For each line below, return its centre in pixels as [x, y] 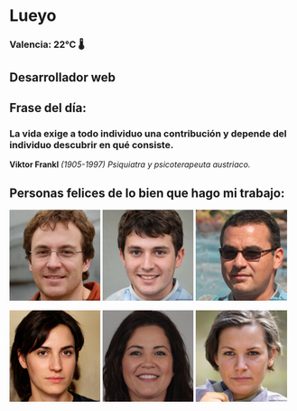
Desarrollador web [62, 77]
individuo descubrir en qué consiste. [92, 145]
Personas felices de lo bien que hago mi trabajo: [147, 193]
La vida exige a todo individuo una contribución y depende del [148, 134]
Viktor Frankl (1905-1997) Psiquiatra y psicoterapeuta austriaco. [130, 164]
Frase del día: [48, 108]
